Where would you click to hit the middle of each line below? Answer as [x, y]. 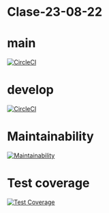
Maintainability [50, 137]
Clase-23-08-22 [55, 12]
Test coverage [48, 183]
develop [31, 90]
